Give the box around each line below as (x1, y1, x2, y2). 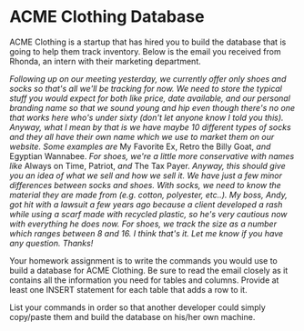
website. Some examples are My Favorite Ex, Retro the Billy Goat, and (9, 141, 271, 152)
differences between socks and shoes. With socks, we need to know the (9, 179, 282, 190)
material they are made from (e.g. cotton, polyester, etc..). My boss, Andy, (9, 189, 289, 200)
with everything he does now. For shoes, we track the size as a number (9, 218, 278, 229)
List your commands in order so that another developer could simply (9, 302, 266, 313)
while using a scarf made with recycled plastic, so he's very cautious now (9, 208, 289, 219)
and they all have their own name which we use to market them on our (9, 131, 275, 142)
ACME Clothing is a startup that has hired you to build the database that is (9, 36, 287, 47)
